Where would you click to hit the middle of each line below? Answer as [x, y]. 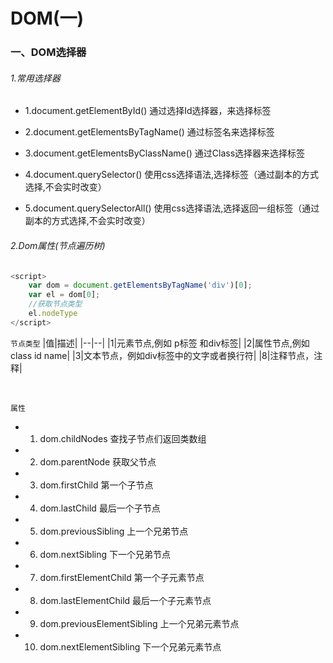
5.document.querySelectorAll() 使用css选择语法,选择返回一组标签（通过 [172, 208]
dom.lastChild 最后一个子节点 [100, 508]
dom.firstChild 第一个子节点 [96, 485]
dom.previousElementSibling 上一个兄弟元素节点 [139, 623]
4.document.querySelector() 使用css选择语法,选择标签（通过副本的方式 [172, 175]
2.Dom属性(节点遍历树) [58, 245]
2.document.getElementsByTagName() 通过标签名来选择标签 [149, 132]
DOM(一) [47, 18]
